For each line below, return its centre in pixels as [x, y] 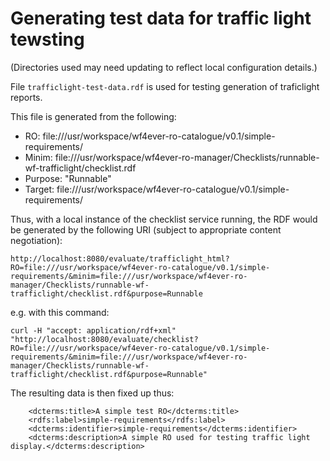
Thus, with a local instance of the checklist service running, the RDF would [164, 219]
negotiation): [36, 240]
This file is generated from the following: [93, 116]
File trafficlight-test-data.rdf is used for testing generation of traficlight [165, 86]
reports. [26, 97]
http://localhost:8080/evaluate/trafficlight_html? [120, 258]
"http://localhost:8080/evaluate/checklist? [104, 339]
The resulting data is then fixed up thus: [92, 393]
